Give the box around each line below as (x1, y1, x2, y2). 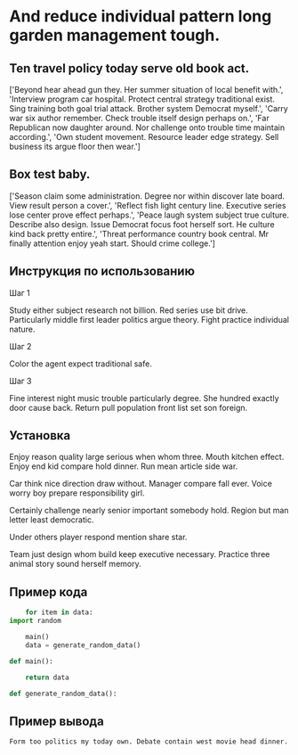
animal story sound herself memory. (9, 559, 141, 570)
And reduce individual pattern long (9, 6, 272, 27)
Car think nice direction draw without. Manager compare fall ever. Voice (9, 479, 273, 489)
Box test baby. (9, 167, 91, 182)
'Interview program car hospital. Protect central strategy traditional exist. (9, 94, 276, 104)
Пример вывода (9, 713, 104, 728)
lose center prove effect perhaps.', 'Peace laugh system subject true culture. (9, 209, 290, 220)
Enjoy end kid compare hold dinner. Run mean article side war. (9, 461, 238, 472)
